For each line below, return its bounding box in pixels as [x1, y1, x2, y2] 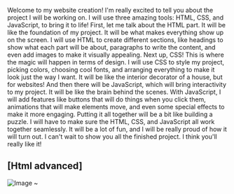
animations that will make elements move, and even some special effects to [7, 103, 225, 111]
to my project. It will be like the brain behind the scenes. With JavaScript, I [7, 88, 221, 96]
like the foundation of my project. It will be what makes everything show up [7, 28, 224, 36]
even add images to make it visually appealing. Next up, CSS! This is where [7, 50, 224, 59]
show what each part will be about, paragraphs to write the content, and [7, 43, 216, 51]
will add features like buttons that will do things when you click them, [7, 95, 207, 104]
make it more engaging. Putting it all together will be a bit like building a [7, 110, 213, 118]
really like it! [7, 140, 42, 148]
